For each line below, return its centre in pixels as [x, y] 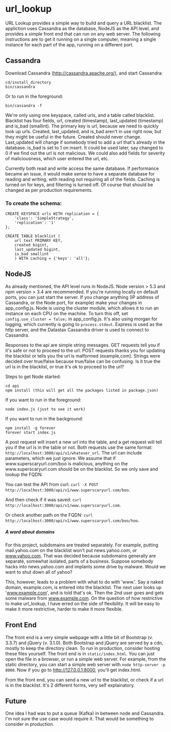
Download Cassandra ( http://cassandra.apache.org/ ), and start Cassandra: [84, 73]
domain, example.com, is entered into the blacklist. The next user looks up [83, 587]
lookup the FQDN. [24, 474]
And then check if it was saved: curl [43, 499]
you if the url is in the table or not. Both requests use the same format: [79, 447]
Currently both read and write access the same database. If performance [82, 168]
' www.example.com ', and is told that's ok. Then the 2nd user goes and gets [85, 593]
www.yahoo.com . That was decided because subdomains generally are [81, 556]
